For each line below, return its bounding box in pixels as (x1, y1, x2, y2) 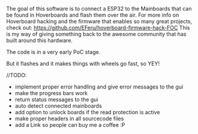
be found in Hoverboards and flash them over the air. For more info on (6, 11, 179, 19)
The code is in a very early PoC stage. (6, 48, 101, 56)
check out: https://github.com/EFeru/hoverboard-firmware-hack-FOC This (6, 24, 190, 31)
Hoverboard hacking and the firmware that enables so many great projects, (6, 18, 193, 25)
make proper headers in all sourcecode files (14, 115, 124, 122)
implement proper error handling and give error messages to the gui (14, 83, 184, 90)
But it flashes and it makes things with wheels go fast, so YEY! (6, 60, 160, 67)
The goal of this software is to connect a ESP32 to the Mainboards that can (6, 5, 192, 12)
